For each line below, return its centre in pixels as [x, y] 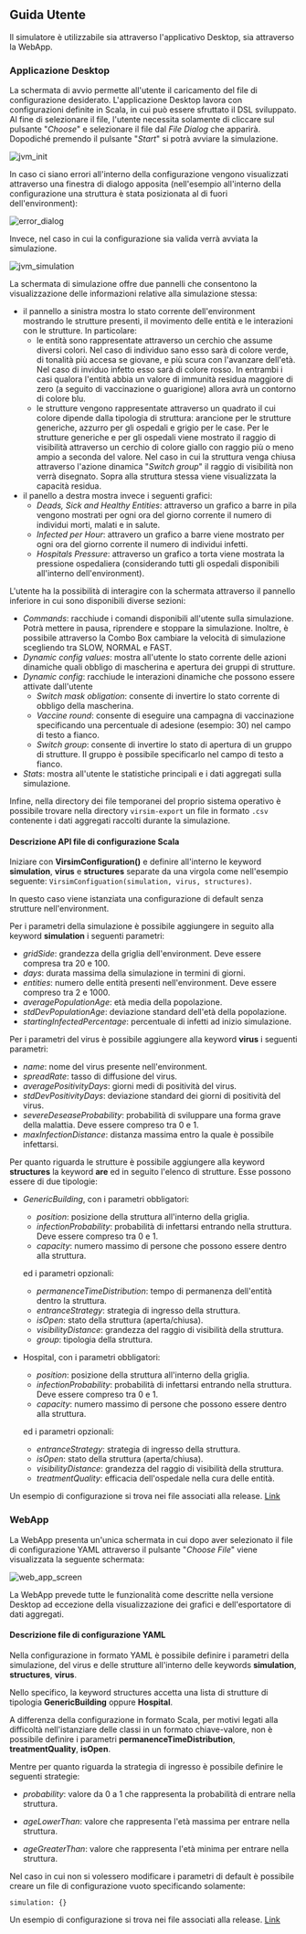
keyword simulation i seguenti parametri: [87, 936]
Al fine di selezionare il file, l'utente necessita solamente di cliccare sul [142, 120]
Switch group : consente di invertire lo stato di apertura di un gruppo [164, 745]
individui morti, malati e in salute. [98, 525]
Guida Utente [48, 15]
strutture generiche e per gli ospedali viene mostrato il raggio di [156, 438]
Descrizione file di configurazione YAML [88, 1635]
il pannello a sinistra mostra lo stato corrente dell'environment [139, 312]
